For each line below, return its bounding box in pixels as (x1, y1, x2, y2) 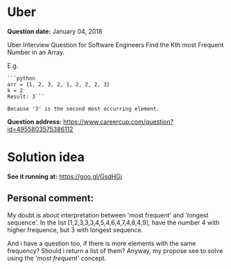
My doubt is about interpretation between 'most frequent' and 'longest (7, 211, 209, 219)
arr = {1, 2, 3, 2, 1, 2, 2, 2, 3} (7, 81, 110, 88)
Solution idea (7, 149, 85, 165)
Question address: (7, 117, 62, 126)
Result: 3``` (7, 93, 45, 100)
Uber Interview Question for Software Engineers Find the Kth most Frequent (7, 40, 224, 49)
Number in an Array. (7, 48, 65, 56)
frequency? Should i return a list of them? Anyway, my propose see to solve (7, 246, 223, 254)
